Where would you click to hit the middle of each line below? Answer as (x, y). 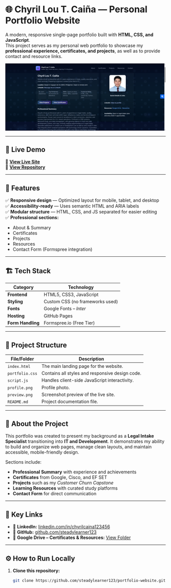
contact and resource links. (34, 56)
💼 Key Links (24, 514)
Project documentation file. (70, 402)
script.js (18, 381)
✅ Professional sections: (32, 218)
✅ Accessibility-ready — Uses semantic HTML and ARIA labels (72, 206)
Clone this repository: (36, 571)
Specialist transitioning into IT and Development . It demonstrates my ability (85, 441)
